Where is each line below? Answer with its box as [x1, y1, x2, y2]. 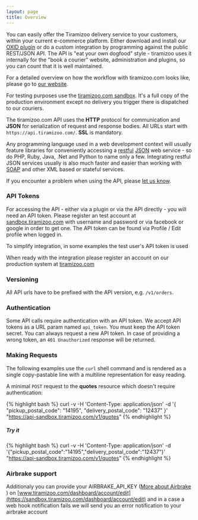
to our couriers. [6, 104, 44, 112]
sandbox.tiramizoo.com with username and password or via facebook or [6, 218, 184, 225]
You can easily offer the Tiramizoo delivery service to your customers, [6, 30, 178, 38]
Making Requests [6, 351, 58, 360]
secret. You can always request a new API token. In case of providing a [6, 330, 180, 337]
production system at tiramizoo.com [6, 260, 95, 267]
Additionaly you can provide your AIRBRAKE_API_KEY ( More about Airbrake [6, 482, 191, 490]
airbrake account [6, 508, 48, 515]
